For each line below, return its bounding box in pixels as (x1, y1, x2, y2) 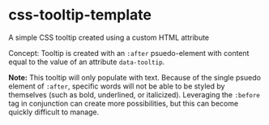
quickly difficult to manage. (8, 107, 100, 117)
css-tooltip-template (8, 6, 152, 24)
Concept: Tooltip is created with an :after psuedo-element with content (8, 48, 250, 58)
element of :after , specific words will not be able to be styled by (8, 81, 225, 91)
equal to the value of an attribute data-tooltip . (8, 57, 165, 67)
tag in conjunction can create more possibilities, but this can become (8, 98, 239, 108)
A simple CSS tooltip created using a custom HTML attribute (8, 32, 210, 42)
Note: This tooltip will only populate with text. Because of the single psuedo (8, 72, 262, 82)
